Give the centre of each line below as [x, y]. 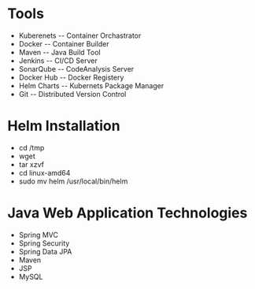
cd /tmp [31, 147]
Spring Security [44, 243]
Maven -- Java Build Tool [59, 52]
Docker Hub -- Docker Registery [71, 77]
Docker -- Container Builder [64, 43]
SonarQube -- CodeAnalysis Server [76, 69]
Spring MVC [39, 235]
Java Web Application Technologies [128, 213]
